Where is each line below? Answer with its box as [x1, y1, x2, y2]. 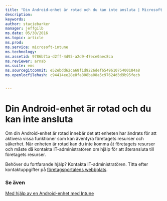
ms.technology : [5, 49, 37, 54]
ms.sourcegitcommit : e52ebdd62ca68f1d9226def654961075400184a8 [5, 68, 140, 73]
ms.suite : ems [5, 63, 35, 68]
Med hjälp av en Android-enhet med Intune [5, 190, 94, 196]
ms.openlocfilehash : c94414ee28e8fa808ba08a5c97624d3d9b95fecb [5, 73, 140, 78]
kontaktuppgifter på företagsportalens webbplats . [5, 166, 108, 172]
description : [5, 12, 33, 17]
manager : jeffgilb [5, 26, 44, 31]
